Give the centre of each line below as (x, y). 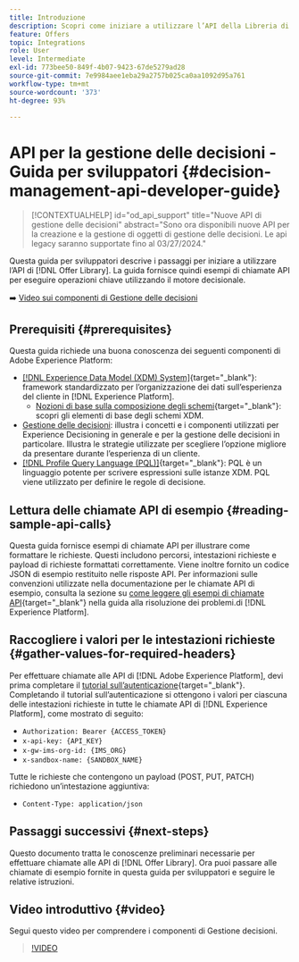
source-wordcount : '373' (55, 92)
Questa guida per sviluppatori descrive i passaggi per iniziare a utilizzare (143, 261)
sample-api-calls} (61, 524)
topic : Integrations (48, 42)
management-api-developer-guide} (145, 191)
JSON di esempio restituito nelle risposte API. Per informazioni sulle (134, 573)
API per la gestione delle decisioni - (143, 152)
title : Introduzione (48, 17)
